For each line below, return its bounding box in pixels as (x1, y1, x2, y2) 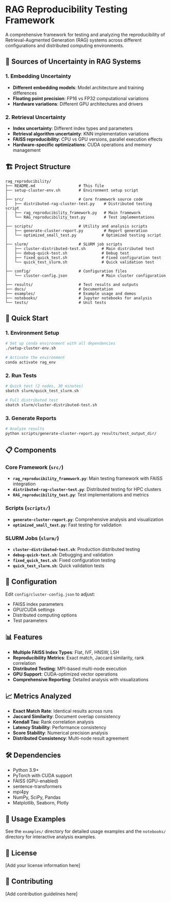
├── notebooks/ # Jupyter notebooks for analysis (5, 295, 153, 301)
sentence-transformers (12, 783, 62, 790)
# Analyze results (5, 426, 45, 432)
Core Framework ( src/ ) (5, 464, 64, 471)
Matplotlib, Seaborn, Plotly (12, 800, 69, 806)
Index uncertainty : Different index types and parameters (12, 125, 133, 131)
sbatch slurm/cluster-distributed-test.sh (5, 402, 97, 408)
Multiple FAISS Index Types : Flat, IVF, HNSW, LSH (12, 649, 119, 655)
